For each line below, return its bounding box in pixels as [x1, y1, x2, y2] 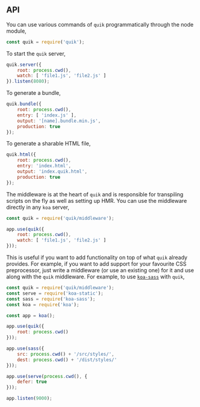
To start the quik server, [6, 50, 66, 57]
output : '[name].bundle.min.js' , [17, 118, 101, 124]
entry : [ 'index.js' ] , [17, 112, 77, 118]
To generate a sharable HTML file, [6, 140, 91, 147]
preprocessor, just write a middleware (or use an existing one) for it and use [6, 267, 195, 274]
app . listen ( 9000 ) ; [6, 396, 52, 402]
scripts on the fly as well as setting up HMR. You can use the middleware [6, 197, 187, 204]
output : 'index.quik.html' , [17, 168, 87, 175]
